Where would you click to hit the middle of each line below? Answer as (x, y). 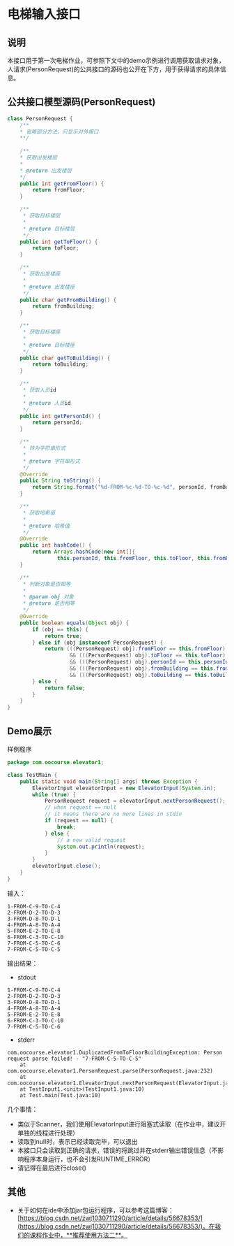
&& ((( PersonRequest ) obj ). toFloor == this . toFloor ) (148, 656)
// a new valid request (92, 840)
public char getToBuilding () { (65, 358)
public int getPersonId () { (60, 416)
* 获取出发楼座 (41, 274)
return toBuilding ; (61, 364)
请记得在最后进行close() (52, 1168)
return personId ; (57, 423)
